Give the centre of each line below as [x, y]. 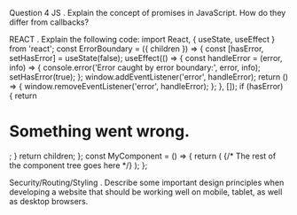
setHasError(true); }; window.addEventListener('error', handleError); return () [149, 77]
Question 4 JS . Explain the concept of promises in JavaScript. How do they [148, 13]
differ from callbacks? [49, 22]
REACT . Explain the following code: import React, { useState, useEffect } [142, 39]
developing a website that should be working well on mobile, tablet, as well [146, 192]
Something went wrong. [100, 131]
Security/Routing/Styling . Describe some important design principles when [147, 182]
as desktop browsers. [49, 201]
